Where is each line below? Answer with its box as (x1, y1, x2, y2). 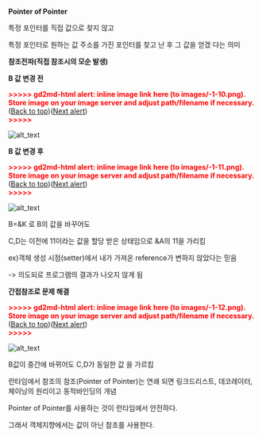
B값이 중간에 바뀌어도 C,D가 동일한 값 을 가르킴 (8, 360, 154, 369)
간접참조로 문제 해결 (8, 287, 70, 296)
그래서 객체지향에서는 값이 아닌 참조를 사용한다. (8, 420, 155, 429)
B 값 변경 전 (8, 74, 44, 82)
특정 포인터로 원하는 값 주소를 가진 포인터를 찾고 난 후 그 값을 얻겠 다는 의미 (8, 40, 241, 49)
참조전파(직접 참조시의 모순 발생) (8, 57, 109, 66)
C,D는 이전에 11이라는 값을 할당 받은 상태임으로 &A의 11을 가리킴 (8, 236, 206, 245)
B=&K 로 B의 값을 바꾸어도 (8, 220, 91, 228)
